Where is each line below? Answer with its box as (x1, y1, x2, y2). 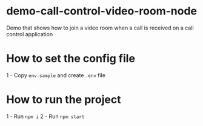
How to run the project (6, 93, 121, 107)
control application (6, 30, 53, 37)
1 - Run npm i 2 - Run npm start (6, 113, 85, 120)
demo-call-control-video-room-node (6, 4, 197, 18)
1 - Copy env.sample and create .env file (6, 71, 106, 79)
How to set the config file (6, 52, 135, 66)
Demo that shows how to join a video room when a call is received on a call (6, 24, 194, 31)
